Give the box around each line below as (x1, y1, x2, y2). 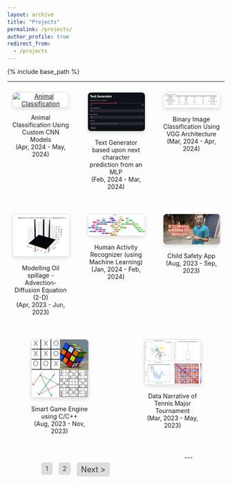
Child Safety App (167, 252, 216, 260)
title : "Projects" (7, 18, 60, 26)
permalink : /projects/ (7, 26, 72, 33)
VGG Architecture (166, 130, 217, 138)
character (102, 153, 130, 161)
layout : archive (7, 11, 54, 18)
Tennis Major (154, 399, 191, 408)
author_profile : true (7, 33, 70, 40)
